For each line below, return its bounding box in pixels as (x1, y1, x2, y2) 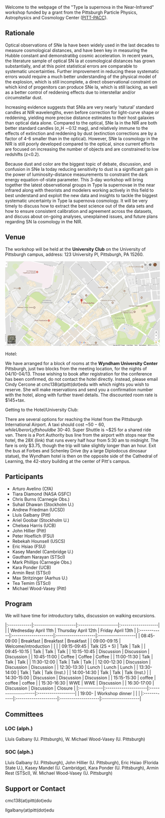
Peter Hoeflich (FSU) (12, 533, 55, 539)
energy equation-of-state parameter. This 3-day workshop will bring (5, 176, 143, 182)
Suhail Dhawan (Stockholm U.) (12, 501, 74, 507)
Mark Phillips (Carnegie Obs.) (12, 559, 72, 565)
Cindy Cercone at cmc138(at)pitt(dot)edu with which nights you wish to (5, 381, 149, 387)
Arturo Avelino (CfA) (12, 486, 53, 491)
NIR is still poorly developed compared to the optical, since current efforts (5, 141, 155, 147)
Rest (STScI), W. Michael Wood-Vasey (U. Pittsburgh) (5, 770, 113, 776)
